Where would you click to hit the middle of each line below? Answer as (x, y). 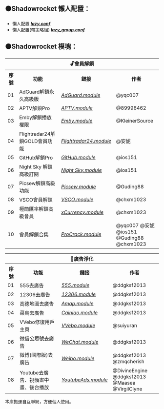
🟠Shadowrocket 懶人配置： (48, 9)
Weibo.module (78, 358)
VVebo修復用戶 (37, 322)
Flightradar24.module (86, 141)
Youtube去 (31, 372)
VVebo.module (78, 325)
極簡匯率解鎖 (34, 209)
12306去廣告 (35, 294)
